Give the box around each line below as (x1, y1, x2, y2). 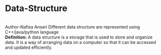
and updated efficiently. (5, 44, 52, 50)
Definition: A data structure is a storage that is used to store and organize (5, 34, 153, 40)
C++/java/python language (5, 29, 59, 35)
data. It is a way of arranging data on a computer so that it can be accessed (5, 39, 156, 45)
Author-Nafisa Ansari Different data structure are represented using (5, 24, 140, 29)
